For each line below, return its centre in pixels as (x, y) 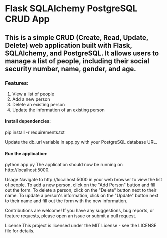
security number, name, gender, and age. (71, 69)
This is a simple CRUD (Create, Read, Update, (77, 38)
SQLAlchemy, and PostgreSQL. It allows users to (82, 53)
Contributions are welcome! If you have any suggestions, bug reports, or (80, 211)
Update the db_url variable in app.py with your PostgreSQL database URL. (81, 142)
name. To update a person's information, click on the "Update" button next (82, 196)
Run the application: (27, 153)
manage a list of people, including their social (77, 61)
